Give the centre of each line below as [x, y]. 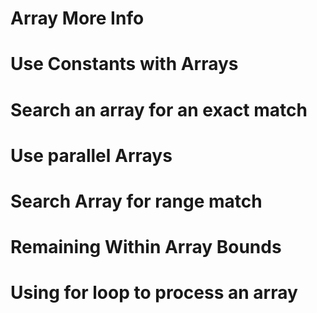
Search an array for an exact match [159, 109]
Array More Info [77, 18]
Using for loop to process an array [154, 293]
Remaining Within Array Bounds [146, 247]
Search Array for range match [136, 201]
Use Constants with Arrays [124, 64]
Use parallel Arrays [91, 155]
